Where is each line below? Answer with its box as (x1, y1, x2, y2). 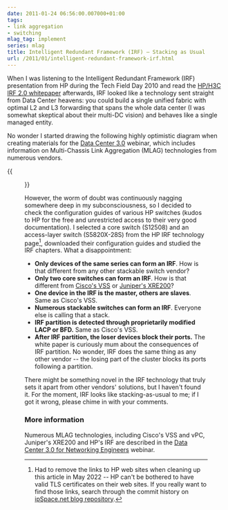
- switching (7, 29, 41, 37)
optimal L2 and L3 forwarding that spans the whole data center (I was (7, 103, 205, 111)
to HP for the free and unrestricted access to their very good (24, 216, 197, 224)
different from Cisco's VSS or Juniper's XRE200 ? (34, 281, 174, 290)
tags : (7, 17, 23, 23)
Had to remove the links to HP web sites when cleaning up (34, 465, 201, 473)
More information (24, 415, 84, 425)
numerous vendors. (7, 153, 63, 162)
